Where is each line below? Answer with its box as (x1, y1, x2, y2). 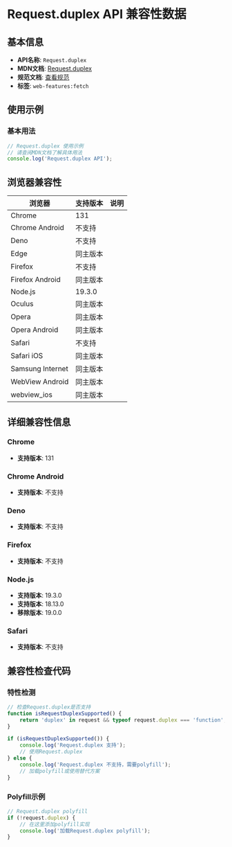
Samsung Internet (10, 364, 69, 374)
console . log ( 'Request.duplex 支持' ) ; (19, 742, 126, 749)
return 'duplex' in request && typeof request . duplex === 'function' (19, 716, 224, 724)
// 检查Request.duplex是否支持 (7, 704, 91, 711)
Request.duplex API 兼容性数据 (7, 6, 186, 22)
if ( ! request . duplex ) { (7, 814, 76, 821)
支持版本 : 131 (17, 454, 54, 462)
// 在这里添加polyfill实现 (19, 821, 90, 828)
